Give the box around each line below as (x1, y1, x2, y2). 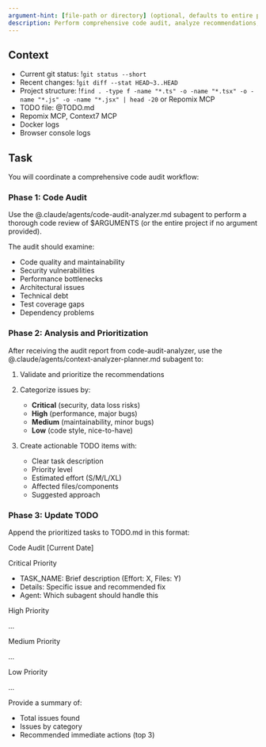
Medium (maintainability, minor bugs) (31, 417, 154, 426)
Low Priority (8, 667, 48, 677)
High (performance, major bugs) (31, 409, 138, 418)
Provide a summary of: (8, 698, 82, 707)
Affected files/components (31, 481, 119, 491)
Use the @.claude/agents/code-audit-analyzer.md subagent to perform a (8, 210, 247, 219)
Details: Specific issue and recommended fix (19, 582, 166, 592)
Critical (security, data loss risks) (31, 400, 141, 410)
